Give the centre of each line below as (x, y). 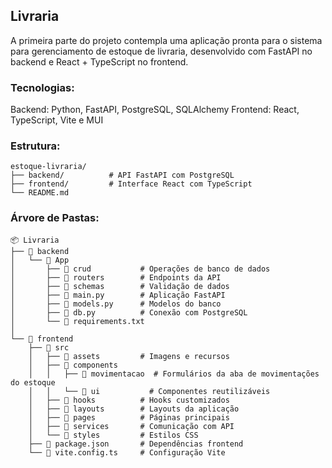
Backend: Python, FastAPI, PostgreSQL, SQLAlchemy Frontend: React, (155, 110)
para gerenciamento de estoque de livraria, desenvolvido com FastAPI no (161, 51)
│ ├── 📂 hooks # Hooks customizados (129, 400)
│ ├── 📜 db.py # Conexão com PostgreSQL (129, 312)
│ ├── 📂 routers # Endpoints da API (116, 277)
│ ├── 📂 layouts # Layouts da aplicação (134, 409)
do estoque (33, 382)
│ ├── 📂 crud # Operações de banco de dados (140, 269)
